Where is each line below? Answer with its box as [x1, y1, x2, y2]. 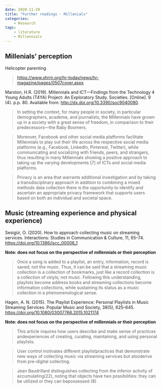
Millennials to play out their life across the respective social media [16, 139, 149, 145]
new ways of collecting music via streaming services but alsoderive [16, 353, 152, 359]
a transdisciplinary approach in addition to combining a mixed [16, 179, 141, 185]
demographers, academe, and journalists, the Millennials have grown [16, 114, 155, 120]
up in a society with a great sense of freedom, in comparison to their [16, 119, 154, 125]
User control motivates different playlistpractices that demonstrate [16, 348, 150, 354]
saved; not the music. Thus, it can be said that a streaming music [16, 264, 147, 270]
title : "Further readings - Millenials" [5, 12, 88, 17]
